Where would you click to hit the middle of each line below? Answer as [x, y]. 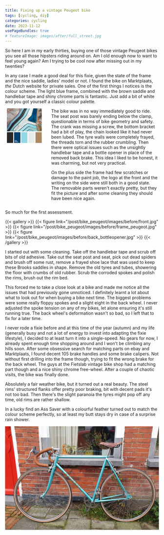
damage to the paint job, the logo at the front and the [104, 178]
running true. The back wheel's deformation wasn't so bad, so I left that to [80, 313]
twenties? [15, 66]
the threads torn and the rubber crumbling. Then [100, 142]
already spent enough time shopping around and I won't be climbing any [78, 343]
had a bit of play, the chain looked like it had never [102, 132]
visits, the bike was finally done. [37, 374]
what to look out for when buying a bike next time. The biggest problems [78, 298]
